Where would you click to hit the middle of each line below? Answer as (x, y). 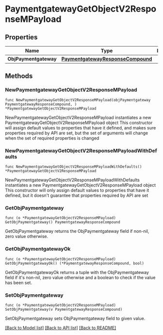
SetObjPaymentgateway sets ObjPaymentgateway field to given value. (75, 318)
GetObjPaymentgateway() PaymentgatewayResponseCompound (63, 222)
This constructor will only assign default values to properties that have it (77, 190)
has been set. (19, 283)
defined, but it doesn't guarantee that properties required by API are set (77, 195)
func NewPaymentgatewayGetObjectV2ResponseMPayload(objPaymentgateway (78, 100)
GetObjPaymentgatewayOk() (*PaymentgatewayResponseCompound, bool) (75, 263)
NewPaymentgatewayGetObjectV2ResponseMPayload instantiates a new (78, 117)
